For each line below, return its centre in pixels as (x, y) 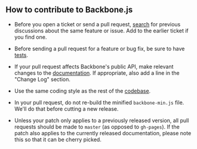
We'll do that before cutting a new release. (66, 109)
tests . (21, 55)
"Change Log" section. (42, 79)
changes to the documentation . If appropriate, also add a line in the (97, 73)
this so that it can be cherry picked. (58, 139)
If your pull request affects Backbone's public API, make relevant (94, 66)
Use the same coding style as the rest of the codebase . (82, 91)
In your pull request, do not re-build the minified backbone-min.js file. (99, 102)
